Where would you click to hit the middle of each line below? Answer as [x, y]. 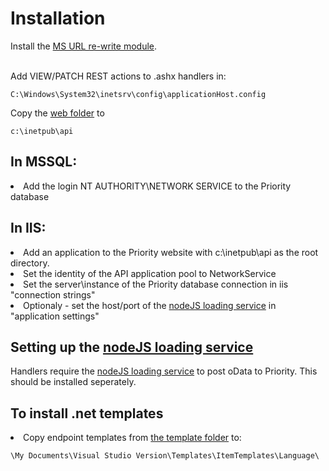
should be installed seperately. [73, 382]
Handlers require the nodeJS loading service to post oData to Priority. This [164, 371]
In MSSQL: [44, 162]
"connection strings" [53, 294]
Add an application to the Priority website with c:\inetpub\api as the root [171, 252]
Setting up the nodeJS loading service [132, 347]
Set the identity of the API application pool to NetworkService [150, 273]
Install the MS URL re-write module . [84, 46]
